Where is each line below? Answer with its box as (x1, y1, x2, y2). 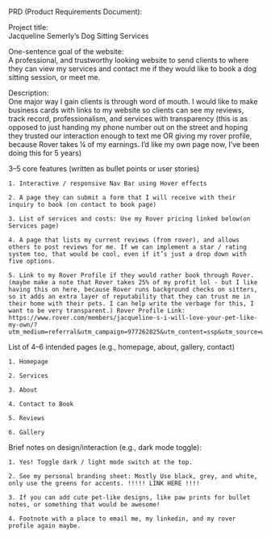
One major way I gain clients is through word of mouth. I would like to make (8, 97, 258, 106)
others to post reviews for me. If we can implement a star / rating (8, 243, 248, 251)
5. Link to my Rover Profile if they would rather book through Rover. (8, 271, 254, 280)
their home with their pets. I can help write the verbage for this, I (8, 300, 254, 308)
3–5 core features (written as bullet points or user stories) (8, 164, 200, 173)
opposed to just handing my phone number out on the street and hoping (8, 123, 248, 132)
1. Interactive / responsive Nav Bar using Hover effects (8, 179, 207, 187)
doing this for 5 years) (8, 149, 82, 158)
